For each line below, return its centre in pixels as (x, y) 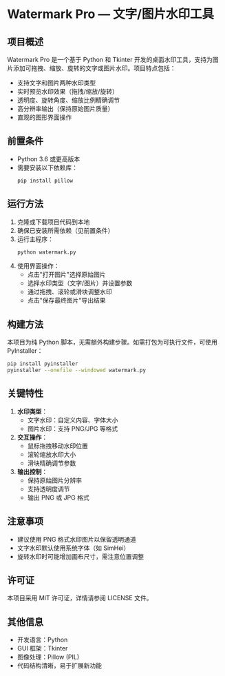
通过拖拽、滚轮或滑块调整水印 (69, 292)
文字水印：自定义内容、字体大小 (73, 420)
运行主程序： (35, 239)
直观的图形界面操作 (44, 117)
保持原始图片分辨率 (55, 480)
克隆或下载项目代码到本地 (53, 222)
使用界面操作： (38, 266)
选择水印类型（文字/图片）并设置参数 (80, 283)
